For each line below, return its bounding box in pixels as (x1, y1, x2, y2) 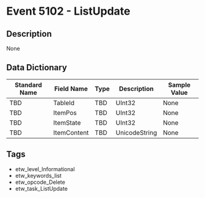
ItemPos (53, 108, 77, 117)
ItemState (53, 118, 81, 127)
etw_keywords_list (15, 172, 62, 179)
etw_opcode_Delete (15, 178, 65, 186)
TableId (53, 98, 75, 107)
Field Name (54, 84, 88, 93)
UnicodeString (115, 128, 157, 137)
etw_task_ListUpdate (15, 185, 68, 192)
